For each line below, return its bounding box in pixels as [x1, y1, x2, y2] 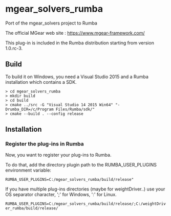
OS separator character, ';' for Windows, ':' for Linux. [5, 191, 117, 198]
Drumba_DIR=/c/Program [5, 107, 54, 112]
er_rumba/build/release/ [5, 206, 58, 211]
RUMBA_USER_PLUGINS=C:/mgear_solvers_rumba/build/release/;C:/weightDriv [5, 201, 166, 207]
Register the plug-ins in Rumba [5, 140, 84, 148]
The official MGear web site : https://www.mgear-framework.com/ [5, 30, 145, 36]
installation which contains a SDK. [5, 79, 77, 85]
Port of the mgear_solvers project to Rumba [5, 20, 97, 26]
